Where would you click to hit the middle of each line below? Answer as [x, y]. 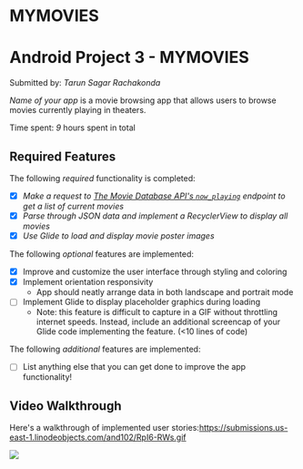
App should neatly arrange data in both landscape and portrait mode [165, 292]
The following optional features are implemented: [101, 254]
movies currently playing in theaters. [78, 110]
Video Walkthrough [66, 406]
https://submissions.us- [243, 428]
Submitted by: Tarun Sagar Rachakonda [85, 83]
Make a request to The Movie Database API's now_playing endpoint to [154, 196]
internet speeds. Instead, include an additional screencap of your [158, 322]
